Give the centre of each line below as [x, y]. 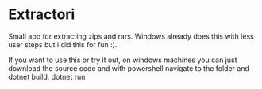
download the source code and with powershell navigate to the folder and [129, 68]
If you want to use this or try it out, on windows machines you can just [123, 60]
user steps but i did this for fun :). [63, 44]
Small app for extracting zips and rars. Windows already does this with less [131, 36]
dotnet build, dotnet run [47, 76]
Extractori [42, 15]
